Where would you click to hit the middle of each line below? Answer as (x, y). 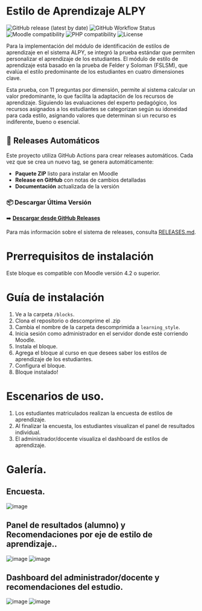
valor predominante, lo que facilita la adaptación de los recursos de (90, 96)
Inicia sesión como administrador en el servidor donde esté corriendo (101, 333)
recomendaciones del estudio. (65, 587)
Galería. (27, 470)
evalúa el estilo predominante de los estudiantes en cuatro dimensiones (95, 71)
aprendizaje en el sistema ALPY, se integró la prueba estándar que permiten (101, 52)
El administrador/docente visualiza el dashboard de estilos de (91, 438)
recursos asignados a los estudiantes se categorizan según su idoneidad (97, 109)
